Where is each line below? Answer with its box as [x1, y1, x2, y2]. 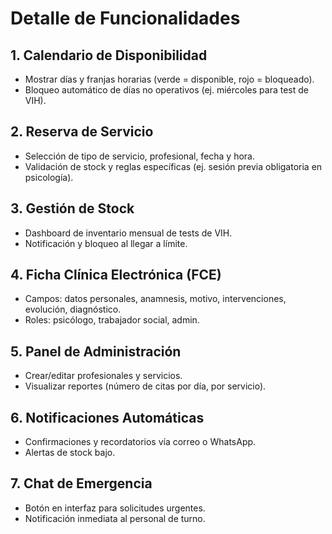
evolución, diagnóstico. [24, 303, 122, 316]
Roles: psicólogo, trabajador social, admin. [24, 314, 200, 326]
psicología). [24, 171, 74, 183]
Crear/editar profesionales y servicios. [24, 370, 183, 382]
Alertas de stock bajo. [24, 447, 116, 459]
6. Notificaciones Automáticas [10, 409, 205, 426]
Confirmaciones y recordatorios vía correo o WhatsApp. [24, 436, 257, 448]
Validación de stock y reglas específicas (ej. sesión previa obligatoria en [24, 160, 323, 172]
